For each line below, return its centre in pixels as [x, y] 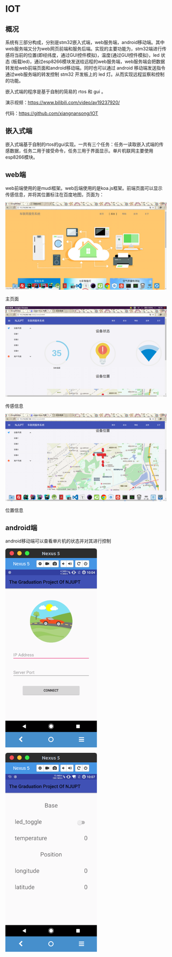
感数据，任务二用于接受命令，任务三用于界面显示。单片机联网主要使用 [79, 150]
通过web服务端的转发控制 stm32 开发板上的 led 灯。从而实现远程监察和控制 [85, 74]
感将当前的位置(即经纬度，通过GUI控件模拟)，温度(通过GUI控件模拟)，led [82, 55]
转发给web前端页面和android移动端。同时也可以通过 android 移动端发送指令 [85, 68]
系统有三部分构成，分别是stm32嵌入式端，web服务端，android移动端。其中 [85, 42]
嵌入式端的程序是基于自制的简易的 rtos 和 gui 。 [56, 92]
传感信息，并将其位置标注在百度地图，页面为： [55, 194]
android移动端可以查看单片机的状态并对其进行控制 [58, 541]
